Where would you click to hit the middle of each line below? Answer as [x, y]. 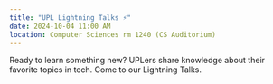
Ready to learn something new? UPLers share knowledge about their [137, 61]
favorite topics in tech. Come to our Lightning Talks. [105, 70]
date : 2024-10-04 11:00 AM [60, 26]
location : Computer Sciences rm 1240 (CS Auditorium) [113, 34]
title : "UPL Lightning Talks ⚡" [70, 18]
